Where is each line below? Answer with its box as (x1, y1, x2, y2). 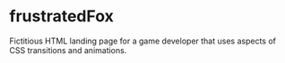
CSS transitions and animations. (9, 44, 127, 55)
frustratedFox (9, 6, 114, 27)
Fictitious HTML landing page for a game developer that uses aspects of (9, 35, 276, 46)
